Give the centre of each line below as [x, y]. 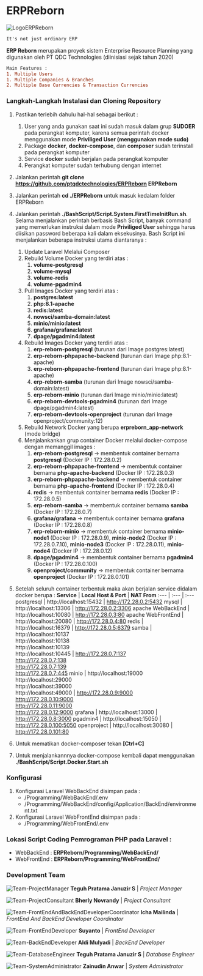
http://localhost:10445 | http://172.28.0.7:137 [71, 654]
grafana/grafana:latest [63, 330]
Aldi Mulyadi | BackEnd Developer [122, 942]
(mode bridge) [42, 434]
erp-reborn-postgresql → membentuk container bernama [106, 453]
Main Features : [27, 68]
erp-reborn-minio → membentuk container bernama [100, 531]
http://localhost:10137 [42, 634]
